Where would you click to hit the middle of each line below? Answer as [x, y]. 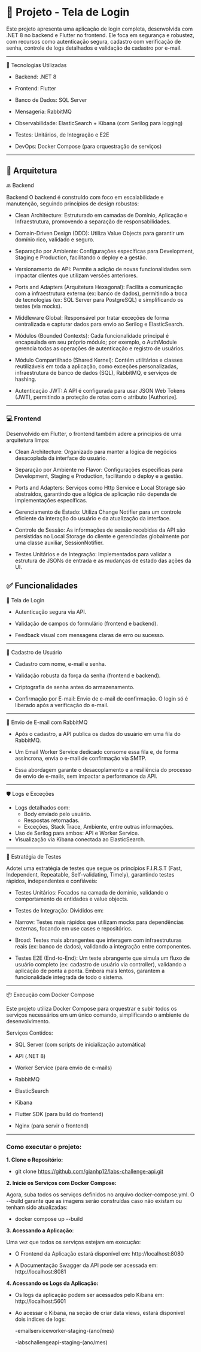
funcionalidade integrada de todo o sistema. [69, 977]
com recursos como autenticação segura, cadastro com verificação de [94, 41]
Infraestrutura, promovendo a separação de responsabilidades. [93, 222]
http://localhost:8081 [40, 1272]
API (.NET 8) [30, 1056]
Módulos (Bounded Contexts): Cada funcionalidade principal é [92, 335]
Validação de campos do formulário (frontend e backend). [86, 623]
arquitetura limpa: [28, 440]
